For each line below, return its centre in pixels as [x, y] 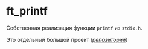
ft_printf [27, 11]
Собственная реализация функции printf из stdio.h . [75, 28]
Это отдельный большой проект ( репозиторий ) [67, 39]
